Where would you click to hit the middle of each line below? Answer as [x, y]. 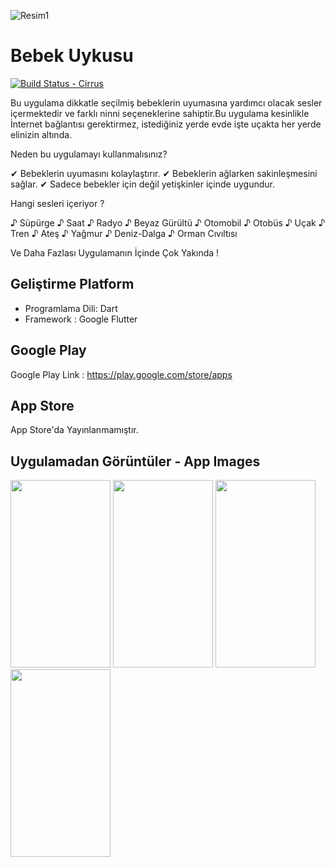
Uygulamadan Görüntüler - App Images [135, 461]
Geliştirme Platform [72, 284]
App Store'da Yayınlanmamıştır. [74, 430]
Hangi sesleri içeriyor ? [57, 203]
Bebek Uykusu [72, 56]
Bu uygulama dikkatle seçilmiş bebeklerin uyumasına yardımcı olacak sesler [166, 102]
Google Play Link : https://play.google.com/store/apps [121, 374]
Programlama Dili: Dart [71, 308]
